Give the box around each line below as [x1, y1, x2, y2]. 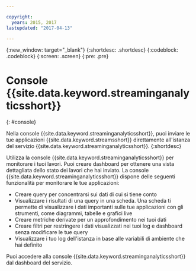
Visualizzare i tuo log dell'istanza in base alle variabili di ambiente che [14, 235, 185, 242]
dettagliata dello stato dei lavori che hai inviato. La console [6, 167, 149, 174]
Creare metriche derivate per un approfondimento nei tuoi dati [14, 216, 167, 223]
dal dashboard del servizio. [6, 259, 73, 266]
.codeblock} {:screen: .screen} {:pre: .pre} [6, 53, 109, 60]
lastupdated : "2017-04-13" [6, 25, 73, 31]
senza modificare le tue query [14, 229, 88, 236]
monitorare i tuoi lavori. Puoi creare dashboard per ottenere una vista [6, 160, 175, 168]
